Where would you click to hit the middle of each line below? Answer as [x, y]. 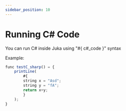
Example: [15, 58]
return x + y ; [36, 90]
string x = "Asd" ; [42, 81]
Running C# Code [42, 34]
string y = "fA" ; [41, 86]
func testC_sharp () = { [30, 67]
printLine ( [25, 72]
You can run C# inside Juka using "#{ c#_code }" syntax [63, 48]
